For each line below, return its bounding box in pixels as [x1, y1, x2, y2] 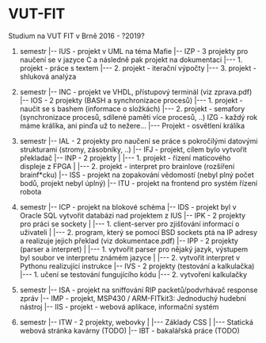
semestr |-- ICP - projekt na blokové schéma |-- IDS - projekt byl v [19, 202, 237, 211]
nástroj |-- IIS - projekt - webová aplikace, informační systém [19, 302, 219, 311]
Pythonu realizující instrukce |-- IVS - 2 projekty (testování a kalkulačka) [19, 261, 255, 271]
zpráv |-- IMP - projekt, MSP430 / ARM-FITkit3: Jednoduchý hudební [19, 293, 247, 303]
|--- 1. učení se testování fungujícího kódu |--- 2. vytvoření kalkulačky [19, 269, 248, 279]
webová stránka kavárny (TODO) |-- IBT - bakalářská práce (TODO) [19, 326, 240, 335]
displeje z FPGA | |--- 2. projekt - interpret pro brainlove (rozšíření [19, 161, 235, 171]
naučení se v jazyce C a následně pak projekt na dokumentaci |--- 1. [19, 55, 243, 64]
